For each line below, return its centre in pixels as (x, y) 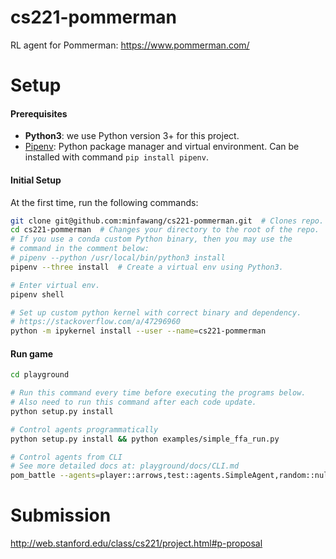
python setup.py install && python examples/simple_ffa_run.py (145, 439)
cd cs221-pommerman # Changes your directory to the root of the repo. (165, 230)
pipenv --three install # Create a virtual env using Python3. (147, 267)
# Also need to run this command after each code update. (133, 402)
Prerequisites (39, 113)
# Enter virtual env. (55, 285)
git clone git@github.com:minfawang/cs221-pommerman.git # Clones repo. (167, 221)
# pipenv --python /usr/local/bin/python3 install (118, 258)
